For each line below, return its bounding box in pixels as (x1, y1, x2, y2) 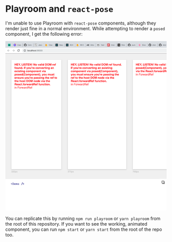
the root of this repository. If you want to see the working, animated (5, 221, 147, 227)
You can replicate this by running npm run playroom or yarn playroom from (5, 215, 161, 222)
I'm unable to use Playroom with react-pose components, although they (5, 20, 156, 26)
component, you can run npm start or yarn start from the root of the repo (5, 226, 162, 232)
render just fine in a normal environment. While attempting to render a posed (5, 25, 165, 31)
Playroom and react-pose (5, 3, 114, 15)
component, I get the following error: (5, 31, 83, 37)
